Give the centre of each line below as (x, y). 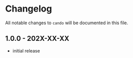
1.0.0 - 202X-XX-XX (37, 39)
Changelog (29, 9)
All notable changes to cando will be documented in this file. (67, 23)
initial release (26, 50)
